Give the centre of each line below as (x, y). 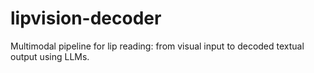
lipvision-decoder (86, 18)
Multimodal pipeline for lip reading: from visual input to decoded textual (157, 46)
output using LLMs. (50, 56)
